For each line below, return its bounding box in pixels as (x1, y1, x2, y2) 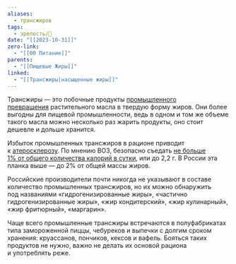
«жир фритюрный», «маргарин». (7, 205, 107, 214)
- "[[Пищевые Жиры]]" (13, 63, 78, 70)
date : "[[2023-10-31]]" (7, 37, 78, 44)
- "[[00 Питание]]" (13, 50, 71, 57)
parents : (7, 56, 33, 64)
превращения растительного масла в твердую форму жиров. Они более (7, 103, 228, 112)
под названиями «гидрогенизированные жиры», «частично (7, 190, 188, 198)
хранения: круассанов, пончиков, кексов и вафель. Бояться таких (7, 234, 207, 242)
